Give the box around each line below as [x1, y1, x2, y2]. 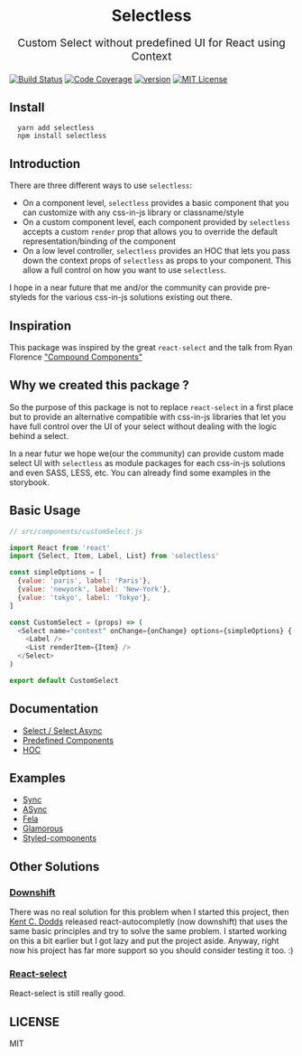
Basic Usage [9, 503, 81, 519]
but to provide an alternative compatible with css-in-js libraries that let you [9, 411, 287, 422]
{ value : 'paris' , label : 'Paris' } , [17, 576, 151, 585]
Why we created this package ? [9, 378, 189, 393]
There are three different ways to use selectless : [9, 180, 192, 191]
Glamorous [22, 823, 64, 834]
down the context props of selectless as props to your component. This [22, 255, 291, 266]
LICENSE [9, 1014, 60, 1030]
